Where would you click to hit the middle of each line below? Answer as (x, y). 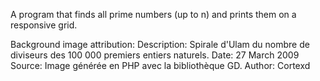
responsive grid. (44, 25)
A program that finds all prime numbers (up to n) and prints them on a (153, 14)
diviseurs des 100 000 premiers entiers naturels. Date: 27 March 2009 (155, 55)
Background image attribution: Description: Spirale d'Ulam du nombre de (160, 44)
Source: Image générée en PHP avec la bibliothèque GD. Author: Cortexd (160, 65)
